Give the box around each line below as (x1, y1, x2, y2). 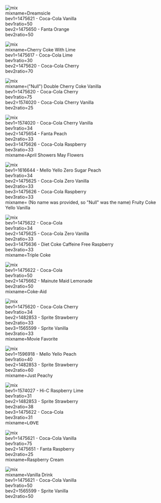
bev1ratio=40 (5, 356, 33, 362)
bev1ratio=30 (5, 58, 33, 63)
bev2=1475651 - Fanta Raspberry (5, 446, 75, 452)
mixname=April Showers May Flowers (5, 152, 84, 158)
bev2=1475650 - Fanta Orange (5, 26, 70, 32)
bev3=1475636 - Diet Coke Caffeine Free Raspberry (5, 241, 114, 247)
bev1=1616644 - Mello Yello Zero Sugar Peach (5, 167, 101, 173)
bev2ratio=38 (5, 404, 34, 410)
